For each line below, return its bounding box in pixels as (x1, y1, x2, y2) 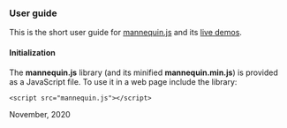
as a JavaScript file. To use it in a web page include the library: (9, 76, 238, 87)
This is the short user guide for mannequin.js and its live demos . (9, 27, 243, 38)
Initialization (9, 47, 56, 57)
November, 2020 (9, 109, 71, 119)
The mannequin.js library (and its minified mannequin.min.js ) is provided (9, 67, 278, 78)
